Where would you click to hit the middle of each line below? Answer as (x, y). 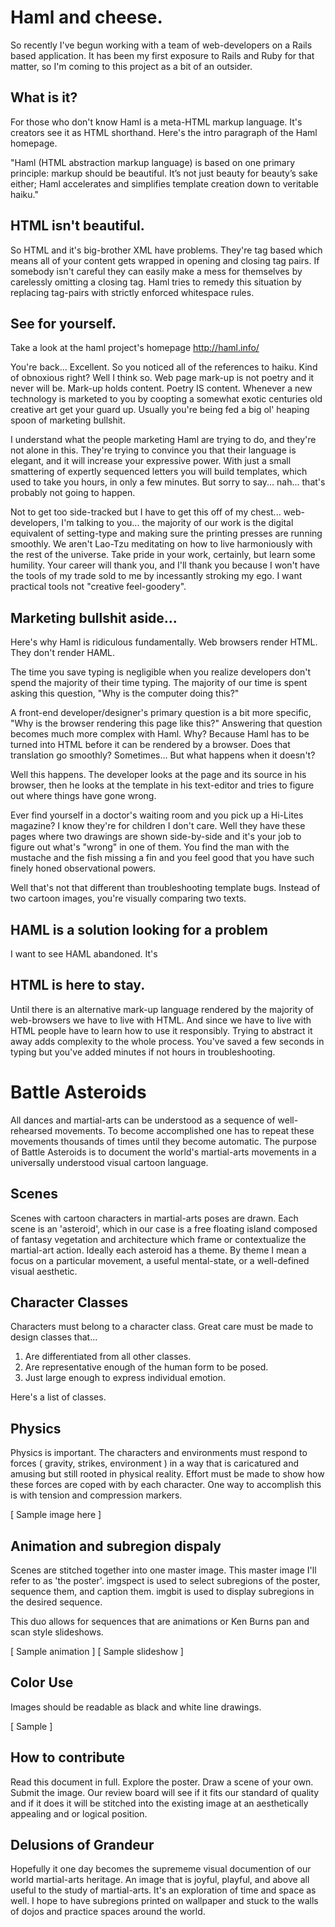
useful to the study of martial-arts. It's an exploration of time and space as (163, 1890)
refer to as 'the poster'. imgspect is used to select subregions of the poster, (165, 1580)
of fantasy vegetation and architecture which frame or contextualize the (158, 1239)
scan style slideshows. (57, 1632)
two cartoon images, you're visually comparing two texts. (128, 898)
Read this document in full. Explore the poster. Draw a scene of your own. (162, 1782)
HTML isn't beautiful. (77, 226)
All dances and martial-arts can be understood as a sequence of (143, 1120)
